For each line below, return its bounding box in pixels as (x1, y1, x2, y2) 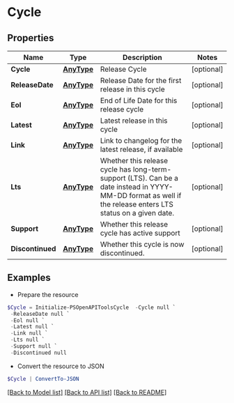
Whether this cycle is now (100, 240, 185, 249)
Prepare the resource (17, 290, 79, 298)
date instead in (100, 182, 148, 192)
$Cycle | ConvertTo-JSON (7, 375, 79, 382)
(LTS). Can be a (127, 174, 179, 183)
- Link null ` (10, 330, 49, 337)
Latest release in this (100, 116, 168, 126)
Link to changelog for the (100, 136, 182, 145)
